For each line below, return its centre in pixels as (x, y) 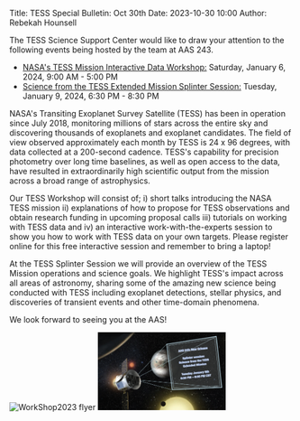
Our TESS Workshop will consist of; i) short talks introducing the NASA (141, 198)
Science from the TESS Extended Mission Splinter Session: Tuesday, (150, 86)
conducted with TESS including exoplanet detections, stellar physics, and (145, 292)
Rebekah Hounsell (43, 23)
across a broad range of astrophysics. (80, 181)
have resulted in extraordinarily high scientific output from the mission (139, 171)
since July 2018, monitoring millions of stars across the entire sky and (139, 123)
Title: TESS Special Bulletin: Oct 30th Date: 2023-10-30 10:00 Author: (138, 13)
